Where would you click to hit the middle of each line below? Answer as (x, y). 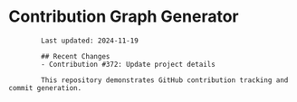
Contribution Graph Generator (124, 17)
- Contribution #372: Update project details (129, 64)
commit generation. (45, 88)
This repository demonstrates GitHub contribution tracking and (165, 80)
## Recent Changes (76, 56)
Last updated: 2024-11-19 (90, 41)
